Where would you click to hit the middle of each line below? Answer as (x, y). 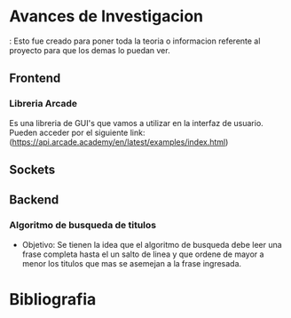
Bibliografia (53, 299)
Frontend (35, 79)
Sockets (32, 170)
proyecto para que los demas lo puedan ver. (90, 50)
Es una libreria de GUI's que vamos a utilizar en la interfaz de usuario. (136, 123)
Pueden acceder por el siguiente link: (77, 132)
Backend (34, 200)
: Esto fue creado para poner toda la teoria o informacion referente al (135, 41)
